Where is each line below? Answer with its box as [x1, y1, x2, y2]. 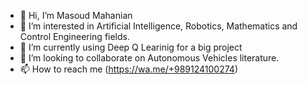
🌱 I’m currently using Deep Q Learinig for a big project [19, 41, 243, 53]
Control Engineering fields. [19, 31, 131, 42]
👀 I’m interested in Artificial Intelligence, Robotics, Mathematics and [19, 20, 298, 32]
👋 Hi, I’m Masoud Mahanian [19, 10, 133, 21]
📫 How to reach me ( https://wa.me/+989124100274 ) [19, 63, 238, 75]
